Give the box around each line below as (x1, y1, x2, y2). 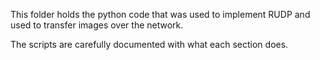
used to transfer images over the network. (10, 19, 184, 31)
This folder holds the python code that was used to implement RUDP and (10, 9, 311, 20)
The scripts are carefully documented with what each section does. (10, 39, 289, 50)
